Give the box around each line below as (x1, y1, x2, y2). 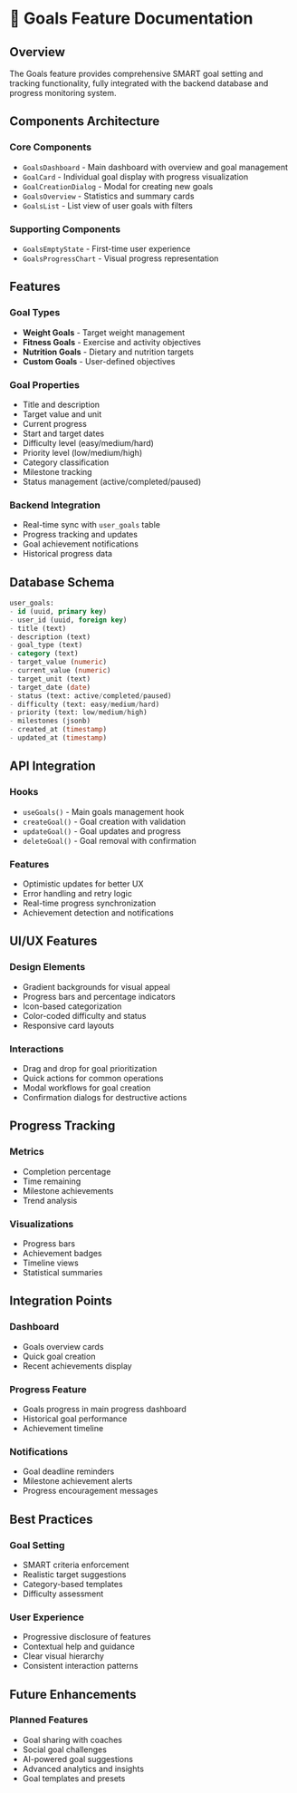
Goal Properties (9, 378, 80, 391)
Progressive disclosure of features (22, 1632, 151, 1643)
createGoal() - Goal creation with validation (22, 816, 187, 827)
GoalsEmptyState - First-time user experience (22, 243, 191, 254)
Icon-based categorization (22, 1001, 122, 1012)
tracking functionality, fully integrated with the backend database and (9, 78, 269, 89)
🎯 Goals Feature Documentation (9, 8, 254, 29)
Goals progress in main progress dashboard (22, 1403, 187, 1414)
